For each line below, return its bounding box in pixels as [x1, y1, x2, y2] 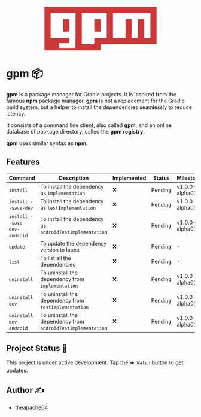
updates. [6, 367, 28, 374]
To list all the [40, 255, 72, 262]
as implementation [40, 189, 86, 197]
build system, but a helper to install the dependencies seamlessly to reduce [6, 103, 193, 111]
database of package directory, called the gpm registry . [6, 128, 145, 135]
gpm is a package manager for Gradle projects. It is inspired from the [6, 90, 177, 98]
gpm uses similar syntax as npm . [6, 139, 88, 147]
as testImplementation [40, 204, 96, 211]
